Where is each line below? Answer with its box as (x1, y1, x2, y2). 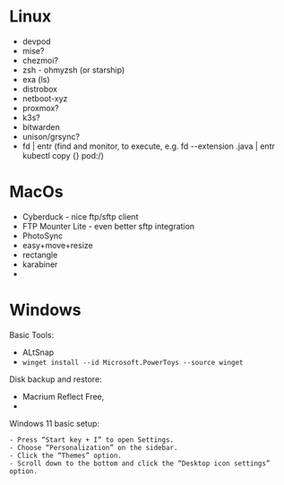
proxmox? (22, 102, 60, 113)
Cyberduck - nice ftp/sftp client (22, 211, 139, 221)
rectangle (22, 249, 58, 260)
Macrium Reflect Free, (22, 391, 105, 402)
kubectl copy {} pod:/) (22, 150, 105, 160)
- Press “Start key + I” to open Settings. (9, 435, 175, 445)
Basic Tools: (9, 329, 55, 340)
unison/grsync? (22, 131, 81, 142)
